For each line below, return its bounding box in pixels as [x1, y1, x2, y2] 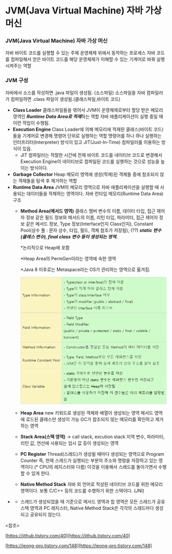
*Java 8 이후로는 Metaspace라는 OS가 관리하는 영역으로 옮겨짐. [20, 266, 151, 273]
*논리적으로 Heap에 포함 [20, 244, 70, 251]
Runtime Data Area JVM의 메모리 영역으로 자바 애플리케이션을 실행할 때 [12, 184, 159, 190]
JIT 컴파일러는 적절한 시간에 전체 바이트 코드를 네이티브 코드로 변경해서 [20, 152, 163, 158]
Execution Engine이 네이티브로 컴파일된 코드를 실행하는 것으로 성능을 [20, 158, 160, 165]
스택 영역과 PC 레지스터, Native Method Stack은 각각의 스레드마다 [20, 505, 155, 511]
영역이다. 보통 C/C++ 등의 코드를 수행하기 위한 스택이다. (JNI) [20, 487, 145, 494]
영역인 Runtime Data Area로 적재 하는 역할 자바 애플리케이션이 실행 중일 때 [12, 113, 163, 119]
